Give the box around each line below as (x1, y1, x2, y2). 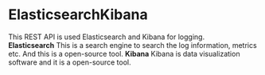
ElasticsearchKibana (8, 6, 149, 24)
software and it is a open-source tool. (8, 57, 131, 67)
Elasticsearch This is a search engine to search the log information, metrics (8, 40, 257, 49)
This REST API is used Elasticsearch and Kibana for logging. (8, 32, 205, 41)
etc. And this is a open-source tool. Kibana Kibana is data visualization (8, 49, 240, 58)
